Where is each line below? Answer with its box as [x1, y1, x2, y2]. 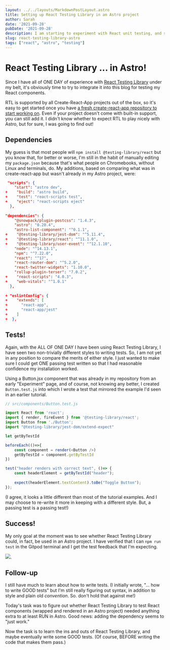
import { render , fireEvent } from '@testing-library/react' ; [5, 415, 139, 420]
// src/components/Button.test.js [5, 401, 78, 406]
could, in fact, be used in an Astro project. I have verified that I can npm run [5, 538, 161, 544]
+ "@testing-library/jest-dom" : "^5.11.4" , [5, 232, 105, 237]
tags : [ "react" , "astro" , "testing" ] [5, 40, 85, 46]
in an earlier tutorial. [5, 392, 47, 398]
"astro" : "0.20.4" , [14, 223, 56, 228]
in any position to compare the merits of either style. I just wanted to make [5, 355, 160, 361]
